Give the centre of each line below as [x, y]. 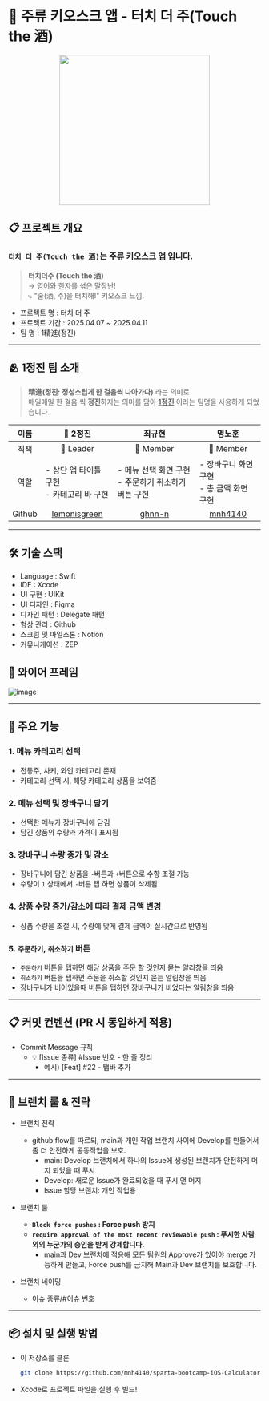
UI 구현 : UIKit [42, 595]
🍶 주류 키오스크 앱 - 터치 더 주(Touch [123, 16]
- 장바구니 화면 [226, 464]
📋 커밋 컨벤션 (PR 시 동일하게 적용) [90, 1023]
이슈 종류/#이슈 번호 [63, 1298]
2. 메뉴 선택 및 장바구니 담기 [59, 803]
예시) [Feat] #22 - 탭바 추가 [87, 1067]
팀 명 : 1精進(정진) [48, 333]
